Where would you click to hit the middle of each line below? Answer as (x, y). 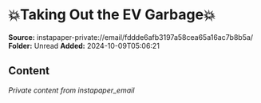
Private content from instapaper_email (71, 90)
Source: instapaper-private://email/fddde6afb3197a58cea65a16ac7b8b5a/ (131, 37)
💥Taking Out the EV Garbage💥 (112, 15)
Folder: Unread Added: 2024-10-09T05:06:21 (84, 46)
